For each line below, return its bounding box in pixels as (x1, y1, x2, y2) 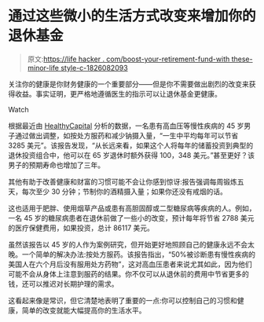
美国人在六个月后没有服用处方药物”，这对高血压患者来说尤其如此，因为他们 (8, 259, 253, 269)
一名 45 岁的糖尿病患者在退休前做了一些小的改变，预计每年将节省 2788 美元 (8, 213, 255, 222)
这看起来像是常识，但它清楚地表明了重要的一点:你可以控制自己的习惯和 (8, 295, 238, 305)
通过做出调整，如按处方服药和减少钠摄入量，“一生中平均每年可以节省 (14, 130, 239, 140)
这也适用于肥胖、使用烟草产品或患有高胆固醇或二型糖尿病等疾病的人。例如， (8, 203, 256, 213)
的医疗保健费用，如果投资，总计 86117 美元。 (8, 223, 155, 232)
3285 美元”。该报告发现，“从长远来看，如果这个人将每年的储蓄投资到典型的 (8, 141, 254, 150)
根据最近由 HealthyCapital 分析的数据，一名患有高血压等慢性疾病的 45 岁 (8, 121, 244, 130)
